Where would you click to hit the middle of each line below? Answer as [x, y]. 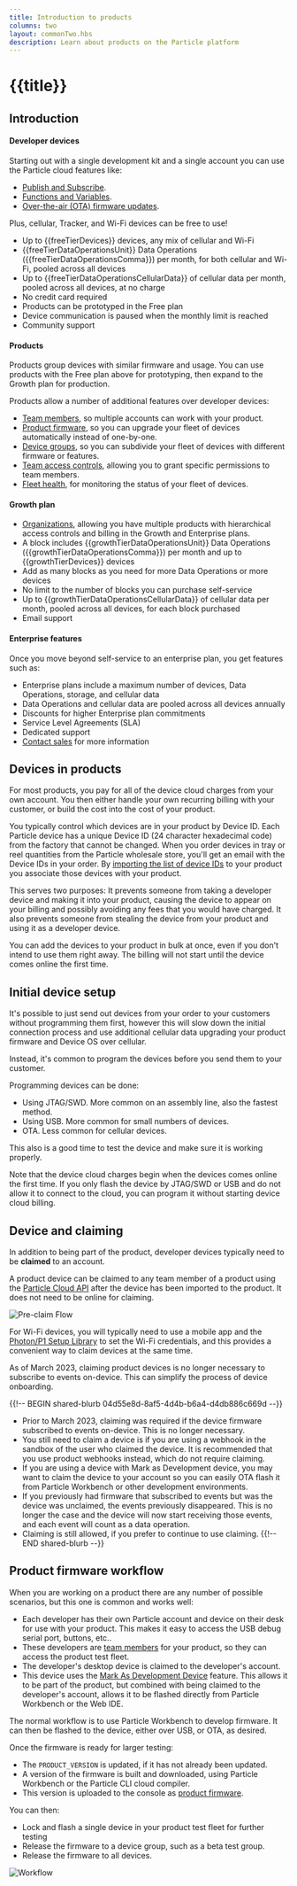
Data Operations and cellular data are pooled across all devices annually [153, 703]
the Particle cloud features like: [65, 170]
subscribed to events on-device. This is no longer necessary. [133, 1431]
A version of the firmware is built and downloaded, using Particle [140, 1773]
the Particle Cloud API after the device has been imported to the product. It [145, 1288]
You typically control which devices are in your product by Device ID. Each [145, 827]
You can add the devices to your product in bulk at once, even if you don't [144, 945]
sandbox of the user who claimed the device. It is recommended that [147, 1449]
